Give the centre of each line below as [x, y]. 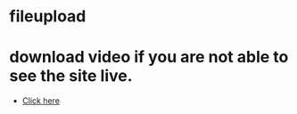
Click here [41, 101]
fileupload [48, 16]
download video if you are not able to [149, 57]
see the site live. [71, 76]
